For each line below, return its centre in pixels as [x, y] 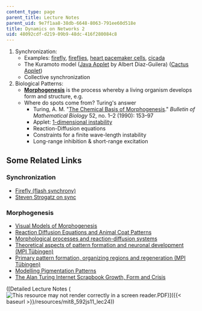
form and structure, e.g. [53, 97]
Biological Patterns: [39, 84]
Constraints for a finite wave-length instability [90, 135]
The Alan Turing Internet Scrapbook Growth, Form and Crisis [90, 277]
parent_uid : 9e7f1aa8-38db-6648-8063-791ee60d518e [71, 23]
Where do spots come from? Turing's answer [80, 103]
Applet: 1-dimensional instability [73, 122]
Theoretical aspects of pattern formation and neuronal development [99, 245]
